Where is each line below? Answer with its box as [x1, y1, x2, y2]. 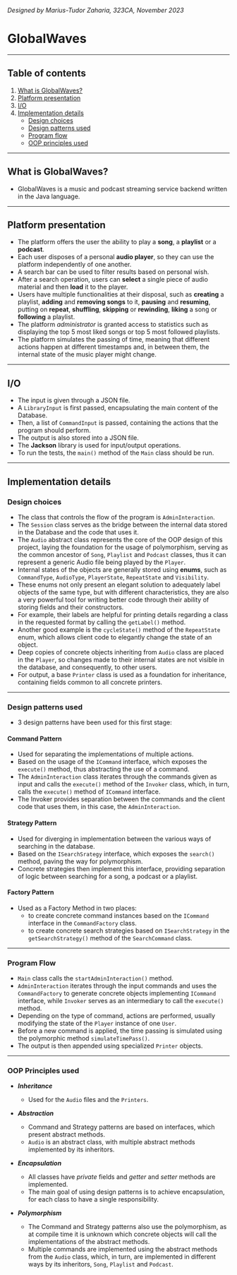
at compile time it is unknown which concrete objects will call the [28, 1230, 217, 1238]
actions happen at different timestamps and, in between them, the [17, 342, 209, 352]
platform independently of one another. [17, 261, 132, 269]
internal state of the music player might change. [17, 350, 157, 359]
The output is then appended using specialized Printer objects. [17, 1041, 203, 1050]
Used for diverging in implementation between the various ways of [17, 834, 212, 843]
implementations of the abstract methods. [28, 1238, 150, 1246]
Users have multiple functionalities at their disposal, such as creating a [17, 290, 224, 299]
